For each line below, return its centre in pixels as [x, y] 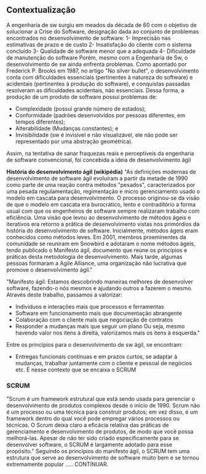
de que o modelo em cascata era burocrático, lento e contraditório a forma [101, 204]
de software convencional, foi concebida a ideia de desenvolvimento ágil [99, 160]
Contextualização [41, 10]
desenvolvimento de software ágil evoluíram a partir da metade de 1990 [97, 178]
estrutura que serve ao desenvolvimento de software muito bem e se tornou [103, 458]
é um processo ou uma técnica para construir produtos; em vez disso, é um [102, 412]
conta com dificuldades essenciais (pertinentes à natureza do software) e [100, 77]
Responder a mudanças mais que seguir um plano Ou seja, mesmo [100, 326]
